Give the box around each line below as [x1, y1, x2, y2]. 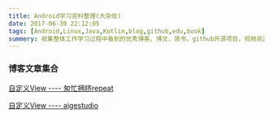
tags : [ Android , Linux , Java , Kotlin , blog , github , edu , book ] [8, 27, 206, 35]
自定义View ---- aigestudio [8, 100, 99, 110]
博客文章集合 [8, 63, 59, 74]
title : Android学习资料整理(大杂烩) [8, 11, 122, 20]
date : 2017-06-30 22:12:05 [8, 20, 100, 28]
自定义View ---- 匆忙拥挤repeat [8, 83, 114, 93]
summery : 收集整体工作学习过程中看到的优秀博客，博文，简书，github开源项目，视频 [8, 34, 257, 43]
